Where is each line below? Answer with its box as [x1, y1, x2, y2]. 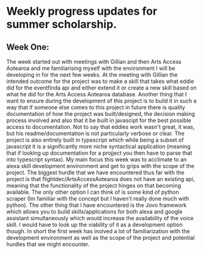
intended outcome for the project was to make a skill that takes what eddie [6, 78, 194, 85]
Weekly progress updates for [6, 4, 158, 18]
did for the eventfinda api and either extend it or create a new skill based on [6, 84, 197, 91]
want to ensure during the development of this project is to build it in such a [6, 97, 197, 104]
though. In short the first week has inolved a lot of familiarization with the [6, 228, 190, 234]
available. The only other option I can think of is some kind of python [6, 188, 179, 196]
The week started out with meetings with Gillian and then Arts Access [6, 58, 182, 65]
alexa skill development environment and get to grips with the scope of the [6, 163, 194, 169]
